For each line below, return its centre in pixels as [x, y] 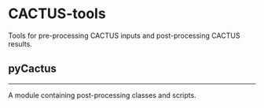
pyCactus [33, 69]
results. [20, 43]
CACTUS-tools [57, 14]
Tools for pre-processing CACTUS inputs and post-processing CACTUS [124, 35]
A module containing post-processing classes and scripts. [102, 95]
